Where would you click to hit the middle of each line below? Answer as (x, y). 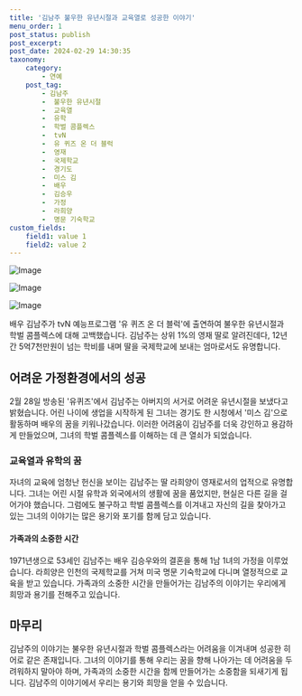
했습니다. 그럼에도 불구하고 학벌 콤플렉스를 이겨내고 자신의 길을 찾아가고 (160, 505)
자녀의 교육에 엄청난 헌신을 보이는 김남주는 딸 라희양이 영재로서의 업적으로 (139, 482)
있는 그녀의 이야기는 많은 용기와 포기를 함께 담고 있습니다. (110, 516)
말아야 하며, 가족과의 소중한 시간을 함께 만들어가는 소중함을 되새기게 (160, 672)
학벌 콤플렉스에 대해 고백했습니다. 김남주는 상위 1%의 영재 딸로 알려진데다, (140, 335)
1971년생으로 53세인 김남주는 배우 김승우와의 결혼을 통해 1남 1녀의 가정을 (137, 560)
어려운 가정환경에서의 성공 (78, 377)
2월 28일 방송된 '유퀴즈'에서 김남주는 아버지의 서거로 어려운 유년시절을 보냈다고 (149, 401)
